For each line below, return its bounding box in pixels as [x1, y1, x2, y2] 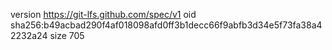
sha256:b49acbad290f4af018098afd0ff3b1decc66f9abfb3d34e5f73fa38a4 [10, 19, 323, 31]
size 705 [49, 30, 85, 41]
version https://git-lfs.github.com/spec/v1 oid [10, 9, 197, 20]
